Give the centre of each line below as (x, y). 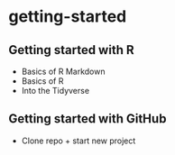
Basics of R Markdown (63, 71)
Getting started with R (71, 50)
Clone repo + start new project (78, 141)
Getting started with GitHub (87, 119)
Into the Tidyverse (55, 91)
